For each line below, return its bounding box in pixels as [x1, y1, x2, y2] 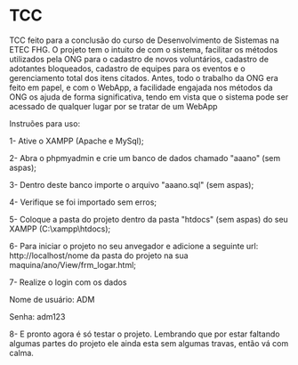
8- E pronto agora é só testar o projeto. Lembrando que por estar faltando [9, 328, 280, 339]
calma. [9, 347, 34, 358]
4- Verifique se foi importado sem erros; [9, 197, 157, 207]
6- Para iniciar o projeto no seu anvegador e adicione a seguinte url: [9, 240, 259, 251]
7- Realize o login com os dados [9, 277, 127, 288]
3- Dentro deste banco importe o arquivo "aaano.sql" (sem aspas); [9, 179, 254, 190]
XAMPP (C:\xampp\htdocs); [9, 223, 111, 234]
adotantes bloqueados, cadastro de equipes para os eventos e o [9, 63, 246, 74]
